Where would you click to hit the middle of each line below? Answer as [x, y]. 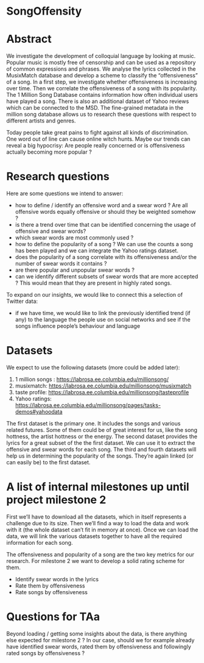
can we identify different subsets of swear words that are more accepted [107, 277]
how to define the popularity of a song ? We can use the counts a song [104, 244]
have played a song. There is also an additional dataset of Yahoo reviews [98, 101]
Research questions [58, 176]
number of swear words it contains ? [61, 264]
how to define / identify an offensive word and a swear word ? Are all [101, 205]
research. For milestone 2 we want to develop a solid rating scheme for [95, 561]
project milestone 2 [56, 500]
